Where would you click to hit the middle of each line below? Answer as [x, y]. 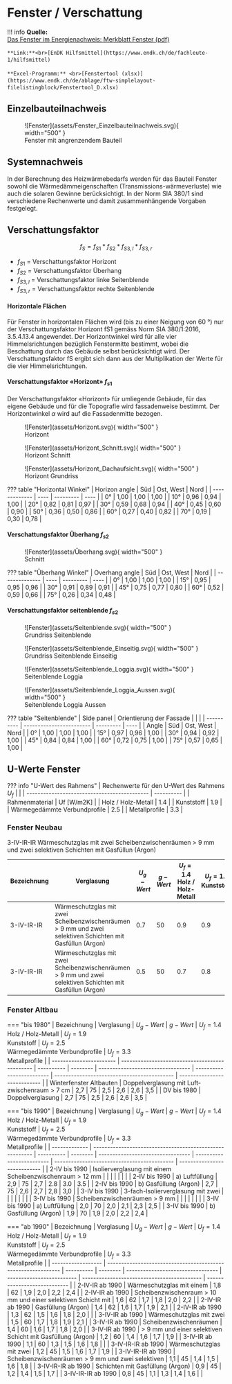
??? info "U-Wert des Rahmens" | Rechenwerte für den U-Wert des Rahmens [116, 786]
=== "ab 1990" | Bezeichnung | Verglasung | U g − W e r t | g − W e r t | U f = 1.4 [114, 1228]
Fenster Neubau [35, 827]
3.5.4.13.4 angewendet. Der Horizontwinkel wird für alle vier [92, 336]
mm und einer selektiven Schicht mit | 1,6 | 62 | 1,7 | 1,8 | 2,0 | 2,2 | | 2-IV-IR [114, 1299]
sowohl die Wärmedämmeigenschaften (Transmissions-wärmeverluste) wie [115, 186]
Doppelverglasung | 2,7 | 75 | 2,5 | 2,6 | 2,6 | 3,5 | [77, 1098]
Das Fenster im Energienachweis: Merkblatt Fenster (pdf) [88, 39]
